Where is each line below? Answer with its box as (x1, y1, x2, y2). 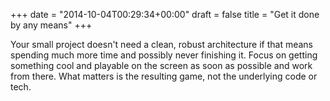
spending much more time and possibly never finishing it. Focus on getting (10, 49, 318, 61)
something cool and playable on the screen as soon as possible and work (10, 60, 313, 71)
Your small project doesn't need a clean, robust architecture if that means (10, 39, 314, 50)
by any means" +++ (10, 19, 93, 31)
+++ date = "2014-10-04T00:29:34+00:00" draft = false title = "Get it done (10, 9, 320, 20)
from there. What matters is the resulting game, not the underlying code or (10, 70, 318, 82)
